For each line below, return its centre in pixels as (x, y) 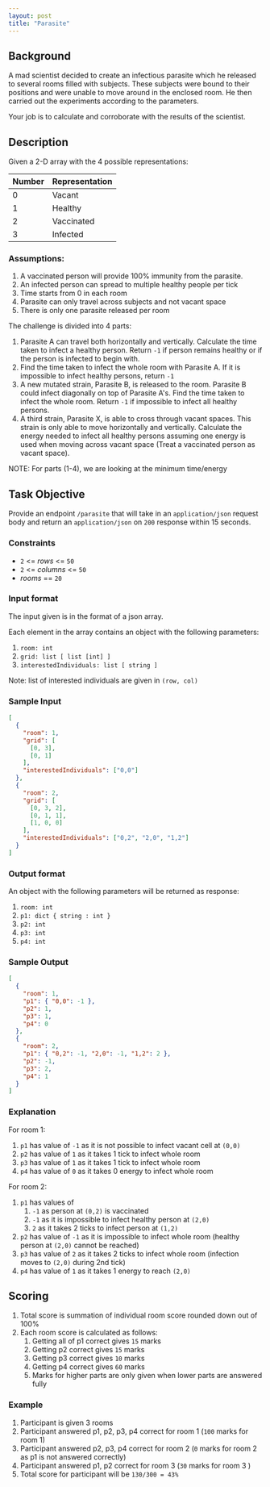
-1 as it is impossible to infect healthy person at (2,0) (121, 1219)
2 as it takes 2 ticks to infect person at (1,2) (105, 1228)
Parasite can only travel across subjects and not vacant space (123, 302)
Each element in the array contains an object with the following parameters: (134, 632)
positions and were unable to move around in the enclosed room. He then (130, 93)
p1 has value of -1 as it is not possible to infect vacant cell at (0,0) (130, 1145)
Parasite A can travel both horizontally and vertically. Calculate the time (138, 342)
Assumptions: (37, 259)
